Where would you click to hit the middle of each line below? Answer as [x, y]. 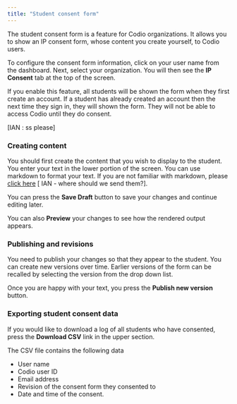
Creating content [37, 145]
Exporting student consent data [63, 314]
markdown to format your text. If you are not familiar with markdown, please [117, 176]
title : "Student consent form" [53, 14]
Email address [38, 379]
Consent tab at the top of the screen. [61, 78]
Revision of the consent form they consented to [87, 386]
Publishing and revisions [50, 244]
